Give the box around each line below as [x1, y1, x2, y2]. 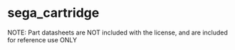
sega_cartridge [7, 5, 100, 21]
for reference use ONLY [7, 35, 78, 44]
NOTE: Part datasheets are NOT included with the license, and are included [7, 28, 228, 37]
